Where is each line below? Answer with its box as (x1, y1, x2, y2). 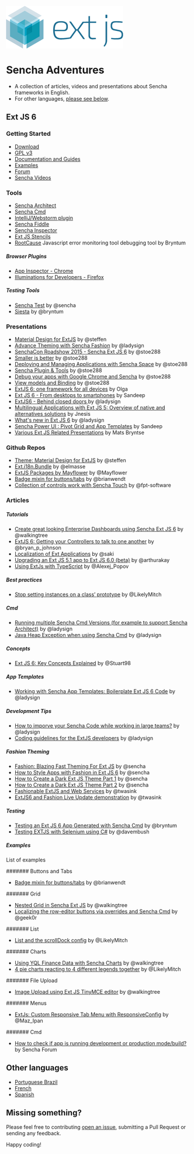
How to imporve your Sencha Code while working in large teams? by (14, 722, 180, 729)
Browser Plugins (6, 253, 47, 260)
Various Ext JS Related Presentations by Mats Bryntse (14, 429, 145, 436)
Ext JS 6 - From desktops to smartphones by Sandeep (14, 392, 145, 399)
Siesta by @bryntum (14, 308, 64, 315)
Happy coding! (6, 1141, 42, 1148)
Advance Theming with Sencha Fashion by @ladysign (14, 342, 144, 349)
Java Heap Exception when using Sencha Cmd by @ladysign (14, 632, 162, 639)
